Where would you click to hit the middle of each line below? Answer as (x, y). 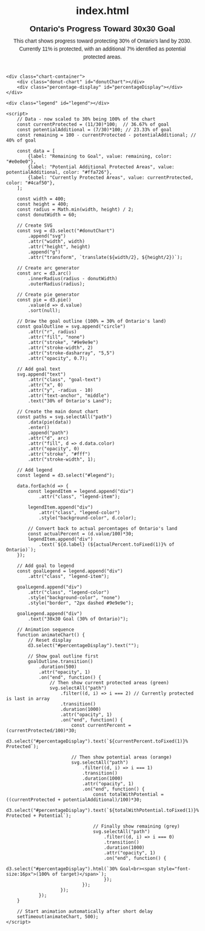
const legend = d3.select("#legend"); (66, 475)
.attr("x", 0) (45, 385)
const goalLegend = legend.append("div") (70, 571)
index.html (102, 11)
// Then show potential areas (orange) (122, 757)
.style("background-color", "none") (74, 597)
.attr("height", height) (59, 247)
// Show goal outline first (63, 656)
